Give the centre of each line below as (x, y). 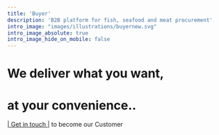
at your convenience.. (72, 105)
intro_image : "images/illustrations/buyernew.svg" (82, 26)
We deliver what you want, (86, 74)
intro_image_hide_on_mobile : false (59, 39)
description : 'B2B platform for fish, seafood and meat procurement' (110, 20)
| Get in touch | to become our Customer (65, 125)
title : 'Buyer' (29, 13)
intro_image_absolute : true (48, 33)
